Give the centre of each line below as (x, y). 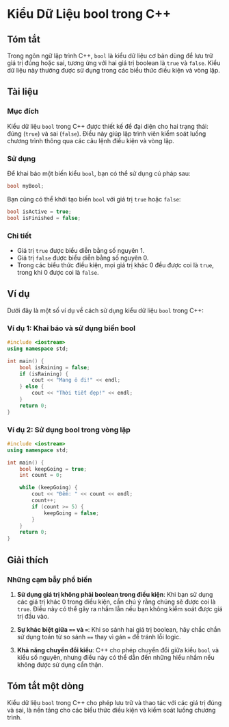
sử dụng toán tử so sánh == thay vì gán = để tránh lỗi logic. (99, 637)
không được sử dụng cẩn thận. (60, 665)
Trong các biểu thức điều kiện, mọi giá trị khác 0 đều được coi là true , (115, 265)
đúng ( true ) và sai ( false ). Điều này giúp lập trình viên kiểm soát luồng (107, 134)
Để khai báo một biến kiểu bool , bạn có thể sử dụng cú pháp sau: (99, 173)
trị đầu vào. (33, 616)
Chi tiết (19, 236)
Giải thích (28, 560)
